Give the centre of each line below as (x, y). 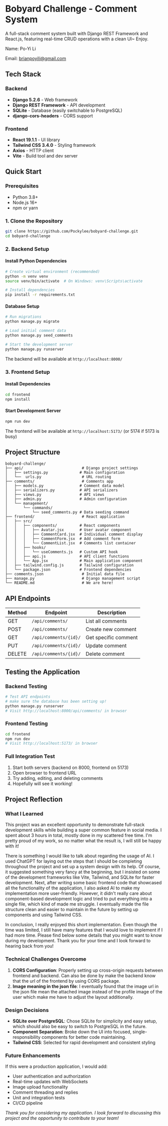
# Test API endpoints (28, 697)
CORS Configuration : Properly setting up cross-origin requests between (88, 970)
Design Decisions (27, 1010)
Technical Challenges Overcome (46, 959)
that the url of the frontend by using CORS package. (66, 981)
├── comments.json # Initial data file (65, 574)
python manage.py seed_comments (39, 335)
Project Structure (33, 452)
